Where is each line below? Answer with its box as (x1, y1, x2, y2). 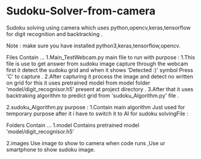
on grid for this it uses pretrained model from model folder (6, 79, 150, 86)
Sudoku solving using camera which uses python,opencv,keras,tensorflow (6, 24, 191, 31)
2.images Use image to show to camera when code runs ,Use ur (6, 139, 165, 146)
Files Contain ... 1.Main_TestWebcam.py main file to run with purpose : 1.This (6, 53, 196, 61)
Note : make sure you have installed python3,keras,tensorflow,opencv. (6, 42, 181, 49)
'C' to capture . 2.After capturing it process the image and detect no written (6, 73, 194, 80)
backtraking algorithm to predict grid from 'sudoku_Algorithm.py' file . (6, 92, 179, 99)
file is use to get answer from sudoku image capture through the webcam (6, 60, 188, 67)
